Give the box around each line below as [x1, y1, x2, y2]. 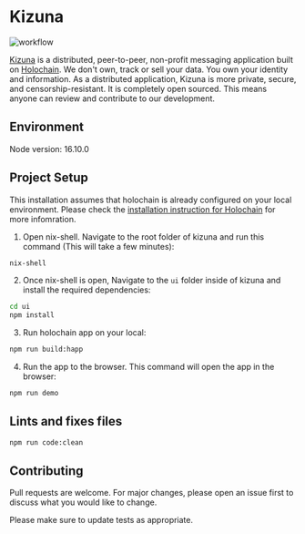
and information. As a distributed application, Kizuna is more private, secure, [9, 73, 297, 84]
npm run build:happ [9, 344, 84, 354]
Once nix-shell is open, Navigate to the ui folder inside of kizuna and [22, 275, 281, 286]
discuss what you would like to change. [9, 497, 158, 508]
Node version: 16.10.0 [9, 143, 89, 154]
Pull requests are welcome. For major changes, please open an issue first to [9, 488, 294, 498]
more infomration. [9, 213, 76, 224]
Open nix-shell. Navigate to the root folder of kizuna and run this [22, 231, 265, 242]
